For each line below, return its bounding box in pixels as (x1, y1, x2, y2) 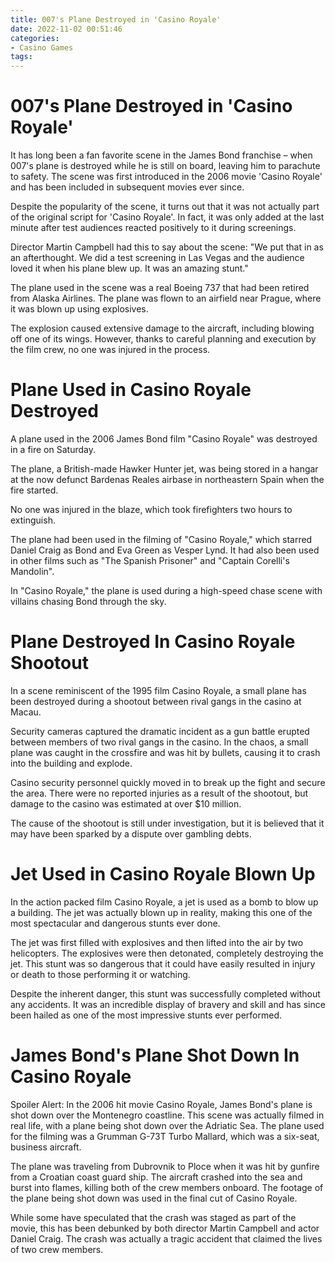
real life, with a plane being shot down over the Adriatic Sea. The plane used (10, 1119, 325, 1131)
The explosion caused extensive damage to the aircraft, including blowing (10, 322, 315, 335)
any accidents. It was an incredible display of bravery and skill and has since (10, 998, 326, 1010)
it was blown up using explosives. (10, 303, 149, 315)
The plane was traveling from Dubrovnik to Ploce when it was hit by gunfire (10, 1160, 320, 1172)
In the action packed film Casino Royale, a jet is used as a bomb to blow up (10, 896, 319, 908)
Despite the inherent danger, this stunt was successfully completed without (10, 987, 321, 1000)
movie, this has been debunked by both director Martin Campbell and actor (10, 1222, 320, 1234)
